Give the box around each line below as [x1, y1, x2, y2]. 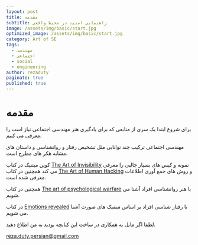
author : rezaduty [6, 69, 49, 75]
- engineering [11, 63, 46, 70]
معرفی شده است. [6, 173, 47, 181]
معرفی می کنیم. [6, 132, 42, 139]
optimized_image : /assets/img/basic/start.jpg [6, 31, 123, 37]
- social [11, 58, 33, 64]
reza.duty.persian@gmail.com [6, 232, 79, 239]
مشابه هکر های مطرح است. [6, 149, 68, 157]
